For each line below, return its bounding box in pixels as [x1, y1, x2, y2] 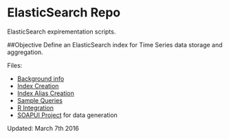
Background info [17, 74, 65, 83]
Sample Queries [17, 96, 63, 104]
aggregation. [7, 48, 43, 56]
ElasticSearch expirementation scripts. [7, 27, 116, 36]
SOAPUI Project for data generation [17, 111, 118, 119]
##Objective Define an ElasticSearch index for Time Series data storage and [7, 40, 223, 49]
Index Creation [17, 81, 59, 90]
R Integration [17, 103, 54, 112]
